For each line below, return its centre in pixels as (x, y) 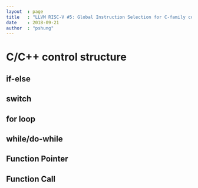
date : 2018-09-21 (33, 22)
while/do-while (34, 139)
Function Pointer (37, 159)
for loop (21, 119)
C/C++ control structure (66, 57)
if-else (18, 79)
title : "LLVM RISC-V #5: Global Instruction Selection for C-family (96, 17)
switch (19, 99)
